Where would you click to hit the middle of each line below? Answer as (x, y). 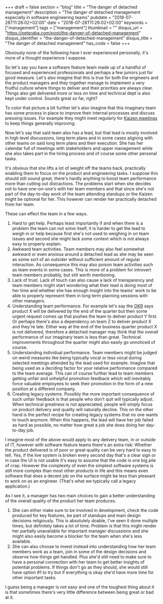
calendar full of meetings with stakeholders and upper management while (79, 148)
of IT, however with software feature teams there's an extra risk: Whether (79, 445)
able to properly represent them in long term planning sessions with (80, 296)
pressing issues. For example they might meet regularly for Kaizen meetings (81, 118)
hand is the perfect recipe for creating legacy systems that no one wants (85, 415)
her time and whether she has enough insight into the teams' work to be (84, 290)
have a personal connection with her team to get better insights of (78, 562)
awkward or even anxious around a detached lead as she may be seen (83, 254)
